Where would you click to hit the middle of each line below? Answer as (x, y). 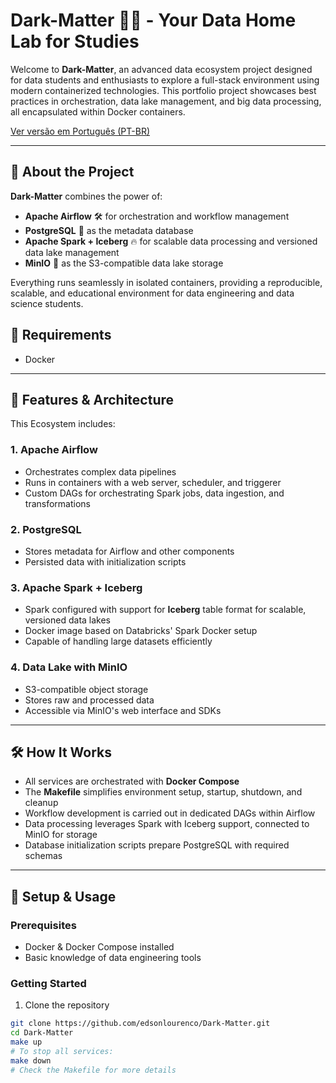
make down (31, 1060)
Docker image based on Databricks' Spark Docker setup (141, 631)
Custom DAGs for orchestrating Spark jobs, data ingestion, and (154, 493)
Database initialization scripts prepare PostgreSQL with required (157, 845)
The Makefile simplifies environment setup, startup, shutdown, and (163, 792)
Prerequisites (43, 925)
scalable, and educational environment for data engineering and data (152, 293)
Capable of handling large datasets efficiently (118, 641)
